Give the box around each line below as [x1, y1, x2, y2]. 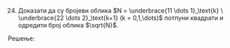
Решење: [8, 34, 35, 43]
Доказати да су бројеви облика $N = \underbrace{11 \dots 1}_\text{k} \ [17, 7, 223, 14]
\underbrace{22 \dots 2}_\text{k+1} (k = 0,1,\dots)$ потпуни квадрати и [17, 14, 224, 22]
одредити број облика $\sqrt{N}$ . [17, 21, 119, 29]
